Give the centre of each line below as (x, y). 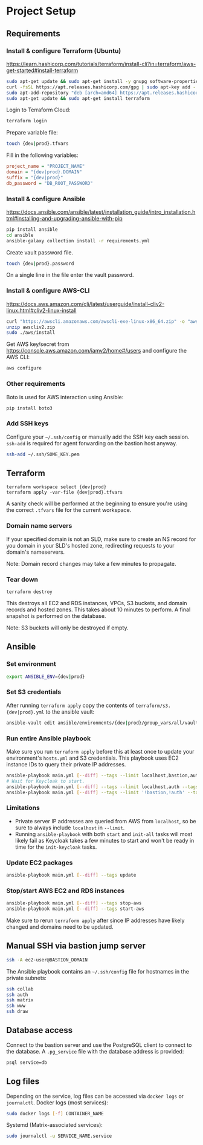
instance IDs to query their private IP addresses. (66, 764)
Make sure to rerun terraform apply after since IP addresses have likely (95, 921)
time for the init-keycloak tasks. (56, 847)
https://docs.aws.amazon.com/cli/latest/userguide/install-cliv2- (85, 304)
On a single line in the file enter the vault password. (70, 275)
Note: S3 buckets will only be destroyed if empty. (67, 628)
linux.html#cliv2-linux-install (41, 310)
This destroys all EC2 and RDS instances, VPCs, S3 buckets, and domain (97, 603)
